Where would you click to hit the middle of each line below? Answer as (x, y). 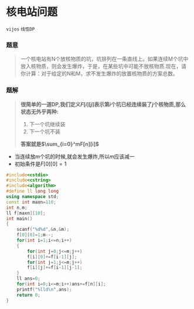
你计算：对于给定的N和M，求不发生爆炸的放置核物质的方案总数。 (99, 73)
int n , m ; (17, 207)
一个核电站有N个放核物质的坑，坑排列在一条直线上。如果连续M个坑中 (104, 59)
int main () (19, 219)
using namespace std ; (33, 197)
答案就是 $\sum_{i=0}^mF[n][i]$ (60, 144)
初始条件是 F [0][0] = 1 (40, 164)
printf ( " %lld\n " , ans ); (44, 289)
